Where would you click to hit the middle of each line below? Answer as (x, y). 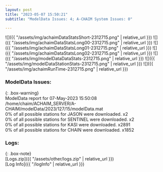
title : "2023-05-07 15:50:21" (37, 14)
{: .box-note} (18, 153)
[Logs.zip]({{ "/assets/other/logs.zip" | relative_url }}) (60, 159)
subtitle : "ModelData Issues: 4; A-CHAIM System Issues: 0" (69, 19)
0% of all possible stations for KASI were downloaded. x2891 (68, 124)
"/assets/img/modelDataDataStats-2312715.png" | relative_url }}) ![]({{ (83, 59)
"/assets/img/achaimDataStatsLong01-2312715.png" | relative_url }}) (81, 48)
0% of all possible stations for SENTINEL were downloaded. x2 (70, 119)
